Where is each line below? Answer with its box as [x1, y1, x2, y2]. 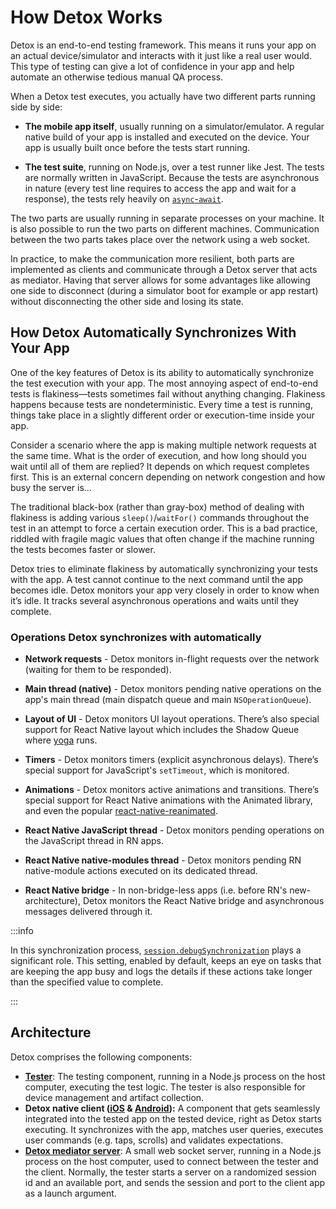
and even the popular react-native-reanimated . [24, 805, 218, 817]
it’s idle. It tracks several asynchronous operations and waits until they [10, 594, 300, 606]
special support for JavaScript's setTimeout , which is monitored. [24, 764, 290, 776]
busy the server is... [10, 481, 92, 493]
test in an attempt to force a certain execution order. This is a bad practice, [10, 522, 318, 534]
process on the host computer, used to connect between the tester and [24, 1155, 319, 1167]
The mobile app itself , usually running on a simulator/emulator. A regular [24, 120, 325, 132]
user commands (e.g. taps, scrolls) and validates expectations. [24, 1134, 284, 1146]
